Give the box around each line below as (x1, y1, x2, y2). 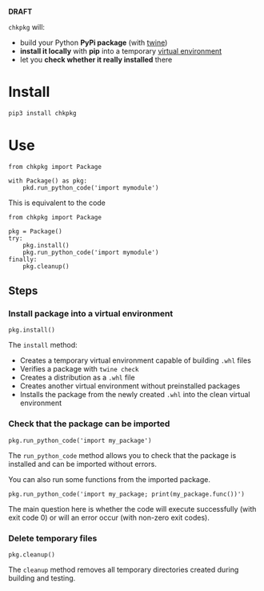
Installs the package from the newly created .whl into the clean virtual (19, 390, 250, 400)
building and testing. (8, 573, 76, 583)
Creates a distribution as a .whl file (19, 372, 135, 383)
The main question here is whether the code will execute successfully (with (8, 504, 257, 513)
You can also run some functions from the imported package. (8, 474, 210, 484)
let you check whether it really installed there (19, 55, 173, 64)
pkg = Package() (8, 227, 62, 235)
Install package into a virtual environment (8, 308, 174, 320)
